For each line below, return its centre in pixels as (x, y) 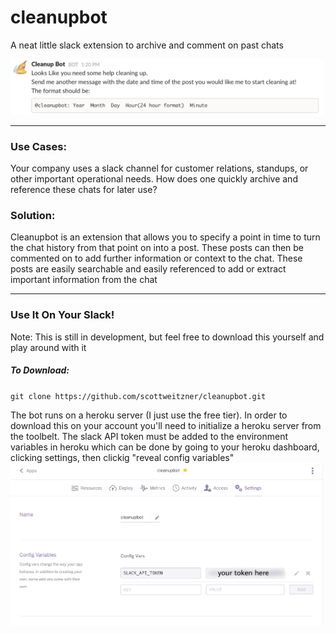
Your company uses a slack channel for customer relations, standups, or (159, 168)
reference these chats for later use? (84, 190)
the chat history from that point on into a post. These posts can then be (157, 248)
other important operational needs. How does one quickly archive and (154, 179)
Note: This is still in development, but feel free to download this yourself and (167, 337)
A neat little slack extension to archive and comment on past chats (147, 45)
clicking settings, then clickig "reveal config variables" (122, 457)
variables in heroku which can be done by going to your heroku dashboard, (165, 447)
